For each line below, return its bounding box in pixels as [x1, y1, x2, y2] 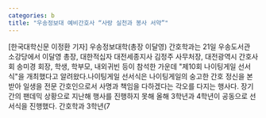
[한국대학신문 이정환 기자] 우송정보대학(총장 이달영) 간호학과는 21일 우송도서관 [8, 41, 251, 51]
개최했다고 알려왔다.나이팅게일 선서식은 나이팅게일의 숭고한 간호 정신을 [26, 71, 245, 81]
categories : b [8, 11, 56, 20]
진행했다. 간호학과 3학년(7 [29, 101, 110, 111]
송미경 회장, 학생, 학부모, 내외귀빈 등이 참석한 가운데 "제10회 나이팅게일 [16, 61, 237, 71]
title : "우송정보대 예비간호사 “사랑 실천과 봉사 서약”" [8, 19, 169, 27]
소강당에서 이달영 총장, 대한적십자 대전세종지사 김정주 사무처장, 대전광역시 [8, 51, 237, 61]
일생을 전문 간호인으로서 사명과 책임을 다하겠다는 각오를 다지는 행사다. [22, 81, 240, 91]
